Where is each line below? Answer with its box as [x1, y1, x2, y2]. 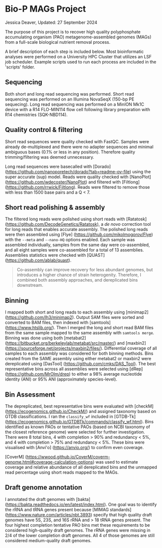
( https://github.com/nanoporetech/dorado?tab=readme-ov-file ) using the [5, 168, 151, 174]
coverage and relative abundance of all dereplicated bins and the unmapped [5, 465, 157, 470]
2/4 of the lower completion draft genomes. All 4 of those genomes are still [5, 532, 155, 538]
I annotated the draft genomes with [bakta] [5, 496, 90, 502]
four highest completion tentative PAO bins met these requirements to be [5, 522, 150, 528]
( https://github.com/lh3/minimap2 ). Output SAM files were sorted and [5, 315, 144, 320]
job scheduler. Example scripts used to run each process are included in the [5, 59, 156, 65]
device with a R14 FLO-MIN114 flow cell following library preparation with [5, 106, 150, 112]
